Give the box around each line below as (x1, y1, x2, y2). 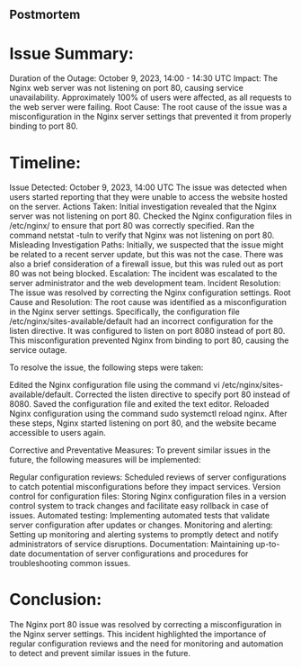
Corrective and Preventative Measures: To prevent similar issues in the (9, 445, 271, 455)
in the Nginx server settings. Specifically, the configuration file (9, 306, 240, 318)
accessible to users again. (9, 428, 106, 438)
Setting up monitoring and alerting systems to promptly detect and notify (9, 529, 279, 540)
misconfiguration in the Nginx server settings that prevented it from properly (9, 112, 292, 122)
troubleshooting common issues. (9, 558, 131, 569)
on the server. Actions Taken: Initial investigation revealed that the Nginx (9, 202, 277, 212)
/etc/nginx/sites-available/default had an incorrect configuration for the (9, 316, 274, 327)
